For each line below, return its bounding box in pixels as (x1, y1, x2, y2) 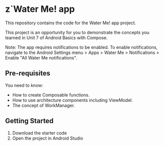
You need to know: (5, 82, 43, 88)
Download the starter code (12, 130, 67, 136)
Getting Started (5, 117, 54, 125)
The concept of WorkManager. (12, 102, 75, 108)
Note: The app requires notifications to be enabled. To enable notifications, (5, 44, 158, 50)
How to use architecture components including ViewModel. (12, 97, 133, 103)
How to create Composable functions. (12, 92, 90, 97)
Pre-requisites (5, 69, 50, 78)
